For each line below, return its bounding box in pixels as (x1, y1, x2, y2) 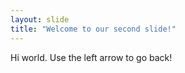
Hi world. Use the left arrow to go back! (10, 51, 173, 63)
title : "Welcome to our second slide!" (10, 24, 177, 34)
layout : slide (10, 14, 70, 25)
